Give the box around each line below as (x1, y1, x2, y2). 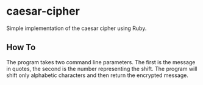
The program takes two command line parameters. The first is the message (6, 58, 196, 65)
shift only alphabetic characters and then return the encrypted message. (6, 72, 189, 79)
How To (6, 42, 36, 53)
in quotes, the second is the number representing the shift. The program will (6, 65, 198, 72)
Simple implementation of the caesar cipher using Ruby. (6, 24, 147, 32)
